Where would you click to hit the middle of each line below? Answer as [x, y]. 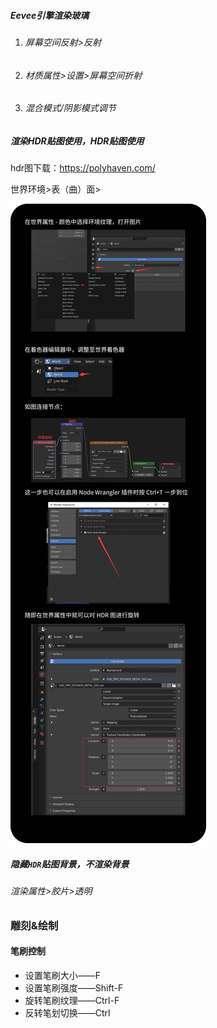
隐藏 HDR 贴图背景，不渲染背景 [70, 864]
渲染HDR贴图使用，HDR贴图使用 [77, 141]
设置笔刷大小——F [63, 975]
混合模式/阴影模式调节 [70, 108]
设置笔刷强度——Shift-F [74, 987]
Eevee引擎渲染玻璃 [50, 15]
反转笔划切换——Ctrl [67, 1012]
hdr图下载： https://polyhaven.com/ [83, 168]
